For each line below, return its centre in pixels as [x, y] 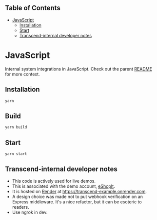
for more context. [22, 74]
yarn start [16, 154]
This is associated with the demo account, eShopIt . [64, 186]
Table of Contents [33, 8]
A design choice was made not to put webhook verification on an [77, 196]
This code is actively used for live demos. [54, 181]
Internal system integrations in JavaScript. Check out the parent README [79, 69]
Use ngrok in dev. [30, 212]
